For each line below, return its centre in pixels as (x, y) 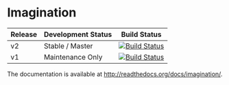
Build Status (142, 34)
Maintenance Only (73, 57)
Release (24, 34)
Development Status (78, 34)
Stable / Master (68, 46)
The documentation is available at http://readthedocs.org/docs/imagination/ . (115, 74)
